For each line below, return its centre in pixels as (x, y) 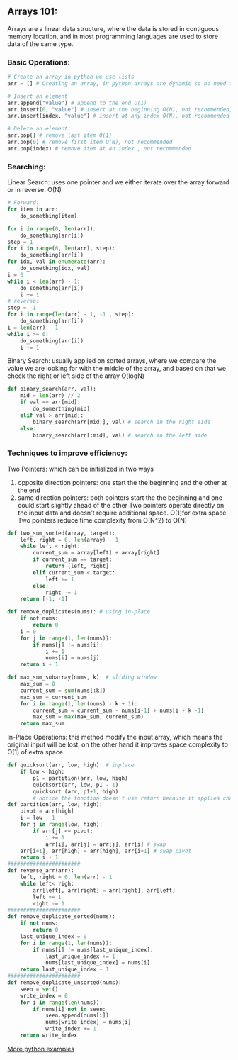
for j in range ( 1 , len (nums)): (66, 638)
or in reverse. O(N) (35, 190)
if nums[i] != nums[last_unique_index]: (93, 949)
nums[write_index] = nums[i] (88, 1022)
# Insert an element (38, 96)
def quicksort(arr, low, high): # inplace (71, 765)
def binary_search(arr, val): (52, 389)
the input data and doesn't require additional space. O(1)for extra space (122, 513)
